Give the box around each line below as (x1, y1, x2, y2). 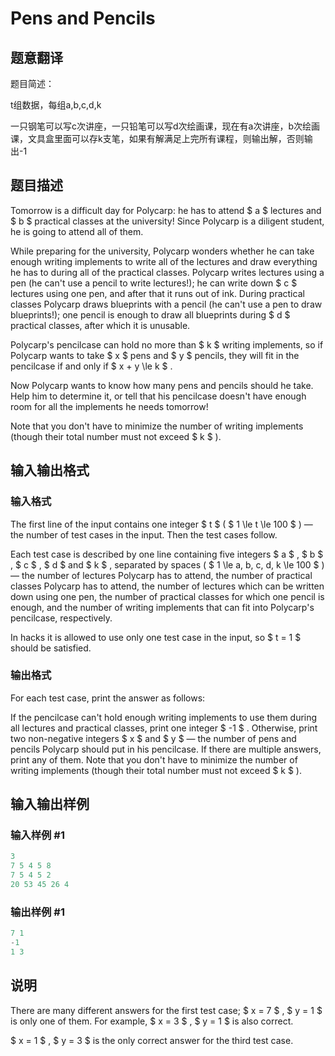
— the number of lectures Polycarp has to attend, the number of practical (10, 569, 313, 581)
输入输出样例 (10, 796, 90, 813)
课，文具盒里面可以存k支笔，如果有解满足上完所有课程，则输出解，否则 (10, 133, 305, 144)
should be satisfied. (10, 642, 92, 654)
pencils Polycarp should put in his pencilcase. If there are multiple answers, (10, 743, 322, 755)
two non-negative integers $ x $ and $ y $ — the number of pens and (10, 732, 297, 744)
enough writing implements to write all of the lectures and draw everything (10, 255, 318, 267)
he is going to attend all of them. (10, 225, 144, 237)
